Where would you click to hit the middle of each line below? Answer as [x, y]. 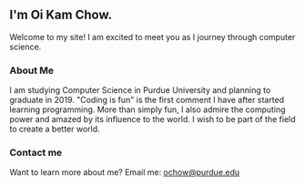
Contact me [36, 152]
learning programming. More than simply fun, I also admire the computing [147, 109]
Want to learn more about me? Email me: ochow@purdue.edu [125, 172]
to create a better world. [55, 129]
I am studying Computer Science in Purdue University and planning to [140, 90]
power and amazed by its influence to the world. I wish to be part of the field [152, 119]
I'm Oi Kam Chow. [61, 15]
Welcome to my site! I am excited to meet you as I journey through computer [152, 36]
